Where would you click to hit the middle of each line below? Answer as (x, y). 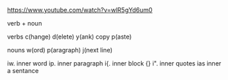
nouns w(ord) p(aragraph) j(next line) (60, 50)
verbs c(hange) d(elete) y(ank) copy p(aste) (69, 37)
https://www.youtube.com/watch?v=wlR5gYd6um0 (80, 10)
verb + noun (25, 23)
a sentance (23, 71)
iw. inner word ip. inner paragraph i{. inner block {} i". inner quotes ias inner (114, 63)
